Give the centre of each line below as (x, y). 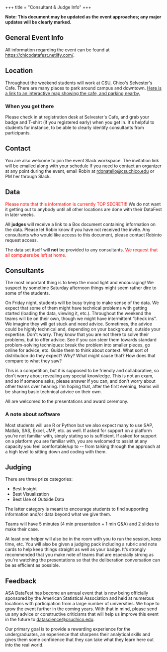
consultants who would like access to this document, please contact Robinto (83, 235)
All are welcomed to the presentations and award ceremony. (67, 401)
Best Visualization (31, 494)
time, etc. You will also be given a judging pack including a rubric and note (81, 544)
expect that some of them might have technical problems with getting (76, 308)
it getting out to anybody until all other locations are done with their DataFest (83, 209)
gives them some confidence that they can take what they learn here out (80, 640)
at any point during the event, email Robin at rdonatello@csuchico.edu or (80, 171)
